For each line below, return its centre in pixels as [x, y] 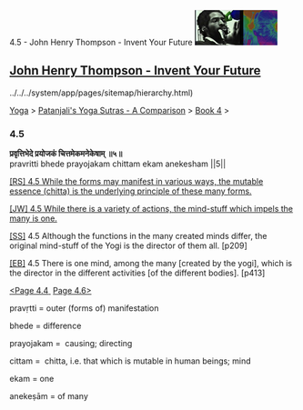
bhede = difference [45, 326]
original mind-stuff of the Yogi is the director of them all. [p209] [128, 245]
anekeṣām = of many [49, 396]
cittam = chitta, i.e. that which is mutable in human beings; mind [131, 361]
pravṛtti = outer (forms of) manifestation [84, 308]
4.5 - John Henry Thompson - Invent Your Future [101, 42]
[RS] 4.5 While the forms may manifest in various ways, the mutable [136, 182]
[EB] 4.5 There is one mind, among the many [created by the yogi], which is [151, 264]
